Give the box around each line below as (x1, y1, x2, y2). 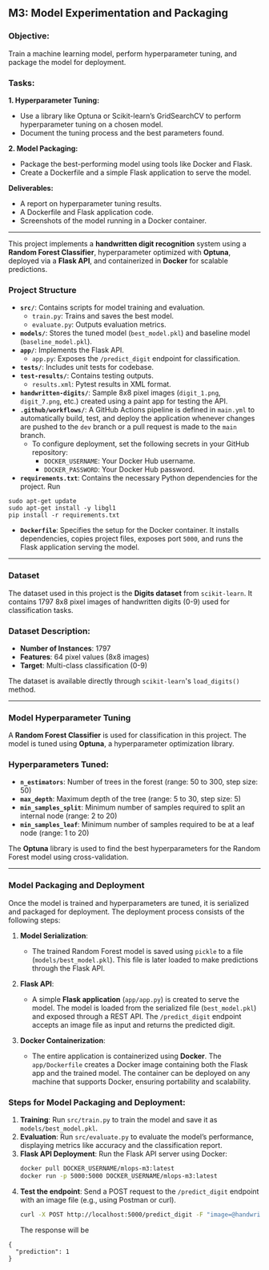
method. (8, 684, 36, 694)
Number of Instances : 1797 (19, 643, 111, 653)
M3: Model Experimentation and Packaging (8, 6, 229, 20)
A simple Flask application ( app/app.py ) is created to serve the (31, 994, 240, 1004)
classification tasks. (8, 605, 74, 615)
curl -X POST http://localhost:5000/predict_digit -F (19, 1211, 203, 1219)
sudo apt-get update (8, 497, 78, 505)
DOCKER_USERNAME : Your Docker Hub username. (43, 456, 196, 466)
